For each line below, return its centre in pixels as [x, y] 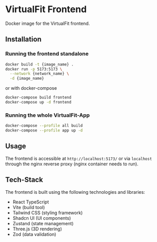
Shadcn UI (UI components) [42, 218]
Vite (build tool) [29, 207]
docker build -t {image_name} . [39, 64]
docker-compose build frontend [38, 97]
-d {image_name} [27, 79]
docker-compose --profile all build [44, 126]
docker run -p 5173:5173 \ [34, 69]
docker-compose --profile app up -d [44, 130]
